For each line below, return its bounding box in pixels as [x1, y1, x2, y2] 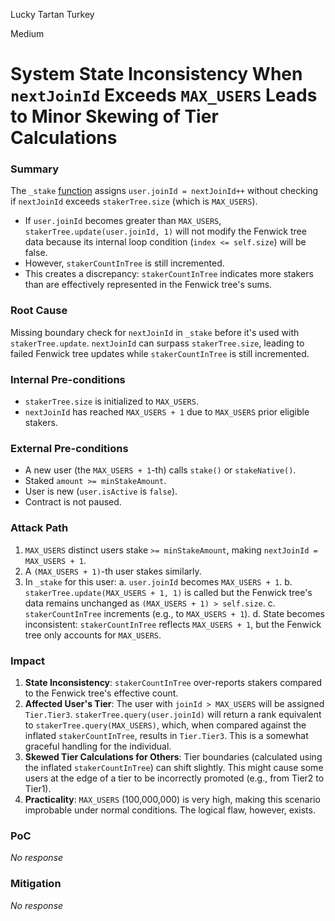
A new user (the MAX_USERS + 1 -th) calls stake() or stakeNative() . [24, 464, 297, 476]
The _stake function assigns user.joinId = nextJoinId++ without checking [10, 185, 319, 197]
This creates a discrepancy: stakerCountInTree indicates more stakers [24, 268, 314, 280]
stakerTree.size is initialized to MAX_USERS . [24, 395, 199, 408]
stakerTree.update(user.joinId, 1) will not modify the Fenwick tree [24, 225, 307, 238]
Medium [10, 28, 45, 39]
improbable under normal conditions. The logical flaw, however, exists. [24, 804, 316, 816]
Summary [10, 162, 60, 176]
